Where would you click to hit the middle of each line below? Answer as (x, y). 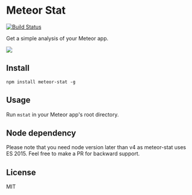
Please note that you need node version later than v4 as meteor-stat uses (96, 147)
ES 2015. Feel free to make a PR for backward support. (73, 154)
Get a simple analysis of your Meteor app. (57, 38)
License (21, 172)
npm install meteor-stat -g (41, 82)
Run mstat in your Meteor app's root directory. (62, 114)
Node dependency (41, 133)
